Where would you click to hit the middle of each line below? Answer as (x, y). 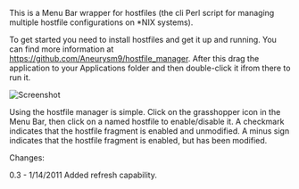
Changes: (27, 158)
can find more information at (62, 49)
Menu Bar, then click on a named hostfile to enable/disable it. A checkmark (147, 121)
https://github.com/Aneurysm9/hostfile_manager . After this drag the (134, 58)
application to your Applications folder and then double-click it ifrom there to (150, 68)
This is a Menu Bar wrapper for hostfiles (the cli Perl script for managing (142, 13)
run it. (20, 78)
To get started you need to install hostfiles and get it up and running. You (143, 40)
